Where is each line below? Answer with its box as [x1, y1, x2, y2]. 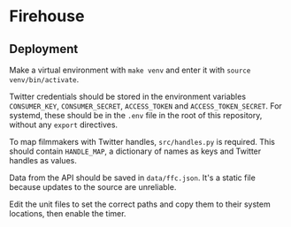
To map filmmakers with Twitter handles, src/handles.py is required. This [9, 137, 276, 147]
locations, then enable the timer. [9, 208, 126, 218]
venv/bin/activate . [9, 74, 80, 85]
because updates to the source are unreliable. [9, 182, 177, 192]
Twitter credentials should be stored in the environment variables [9, 91, 246, 102]
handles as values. [9, 155, 77, 165]
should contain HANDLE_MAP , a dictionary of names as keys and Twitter [9, 146, 262, 156]
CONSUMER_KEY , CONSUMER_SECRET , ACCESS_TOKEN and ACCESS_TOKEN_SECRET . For [9, 101, 283, 111]
